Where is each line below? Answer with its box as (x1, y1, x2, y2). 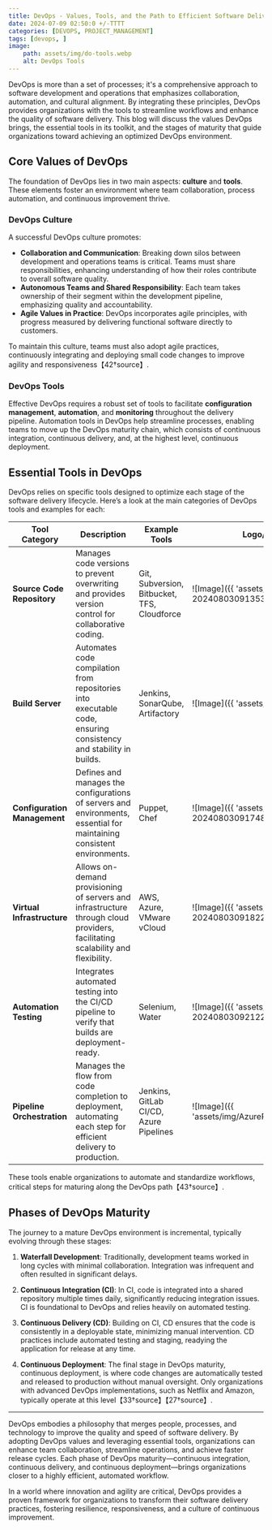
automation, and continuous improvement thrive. (8, 193, 171, 203)
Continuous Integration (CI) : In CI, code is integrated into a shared (19, 1285, 244, 1294)
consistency (75, 733, 122, 745)
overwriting (75, 578, 119, 590)
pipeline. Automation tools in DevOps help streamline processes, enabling (8, 416, 255, 426)
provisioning (75, 882, 123, 893)
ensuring (75, 724, 109, 735)
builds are (75, 1026, 113, 1038)
